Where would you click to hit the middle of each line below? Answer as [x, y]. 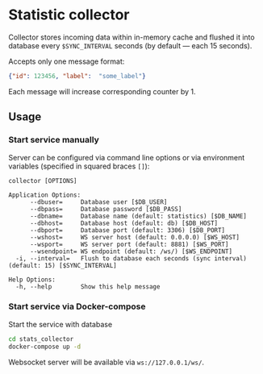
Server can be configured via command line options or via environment [127, 157]
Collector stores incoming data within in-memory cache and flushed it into [132, 37]
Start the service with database [61, 324]
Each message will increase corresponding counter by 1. [102, 91]
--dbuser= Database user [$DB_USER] [98, 202]
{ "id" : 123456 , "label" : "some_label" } [77, 76]
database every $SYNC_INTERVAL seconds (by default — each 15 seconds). [130, 45]
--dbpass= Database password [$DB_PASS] [106, 209]
